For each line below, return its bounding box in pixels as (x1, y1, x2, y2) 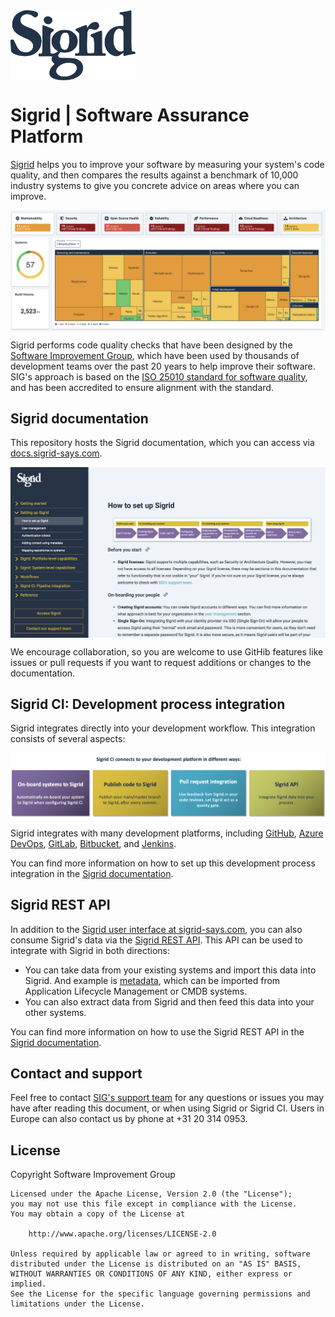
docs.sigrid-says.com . (10, 447, 103, 459)
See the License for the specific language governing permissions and (10, 1289, 311, 1299)
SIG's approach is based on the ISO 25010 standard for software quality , (10, 370, 308, 383)
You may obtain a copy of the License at (10, 1209, 186, 1219)
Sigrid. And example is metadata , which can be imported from (24, 974, 281, 986)
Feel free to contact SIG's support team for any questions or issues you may (10, 1092, 325, 1104)
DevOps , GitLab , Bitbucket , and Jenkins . (10, 837, 177, 849)
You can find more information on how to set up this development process (10, 857, 316, 869)
